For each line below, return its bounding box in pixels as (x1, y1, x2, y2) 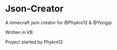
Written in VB (5, 29, 33, 35)
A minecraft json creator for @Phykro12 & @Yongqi (5, 19, 112, 25)
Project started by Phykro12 (5, 38, 63, 45)
